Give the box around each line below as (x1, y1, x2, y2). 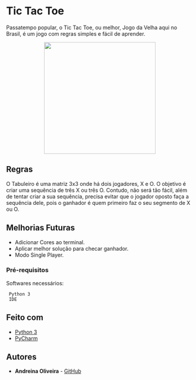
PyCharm (14, 335, 38, 342)
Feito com (6, 313, 43, 323)
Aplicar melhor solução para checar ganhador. (14, 245, 129, 252)
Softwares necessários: (6, 279, 64, 286)
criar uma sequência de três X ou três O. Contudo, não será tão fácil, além (6, 186, 188, 194)
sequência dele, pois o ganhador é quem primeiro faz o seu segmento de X (6, 199, 191, 206)
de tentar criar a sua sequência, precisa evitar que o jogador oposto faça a (6, 192, 189, 200)
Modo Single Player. (14, 251, 64, 258)
